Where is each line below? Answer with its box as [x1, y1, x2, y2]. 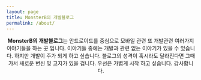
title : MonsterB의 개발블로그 [6, 14, 74, 20]
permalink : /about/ [6, 20, 55, 26]
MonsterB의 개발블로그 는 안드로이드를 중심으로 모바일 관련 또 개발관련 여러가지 [7, 37, 194, 45]
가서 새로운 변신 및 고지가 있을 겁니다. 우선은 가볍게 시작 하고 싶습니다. [8, 60, 173, 67]
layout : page [6, 8, 39, 15]
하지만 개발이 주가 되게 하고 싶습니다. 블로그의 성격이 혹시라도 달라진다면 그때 [14, 52, 196, 60]
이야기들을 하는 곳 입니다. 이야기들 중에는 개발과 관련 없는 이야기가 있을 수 [6, 45, 179, 52]
